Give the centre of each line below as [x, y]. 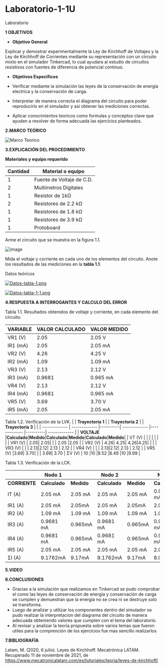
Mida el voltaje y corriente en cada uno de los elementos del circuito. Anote [82, 259]
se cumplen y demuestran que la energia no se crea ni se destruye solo [84, 599]
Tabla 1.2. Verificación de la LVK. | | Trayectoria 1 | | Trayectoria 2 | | [74, 422]
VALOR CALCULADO [61, 329]
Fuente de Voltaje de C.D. [63, 179]
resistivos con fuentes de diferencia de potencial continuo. [65, 67]
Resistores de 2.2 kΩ [58, 203]
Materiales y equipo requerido [37, 159]
